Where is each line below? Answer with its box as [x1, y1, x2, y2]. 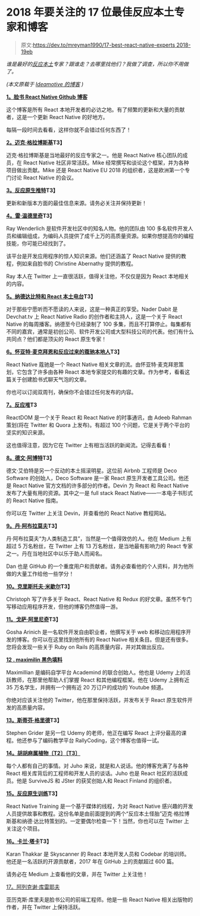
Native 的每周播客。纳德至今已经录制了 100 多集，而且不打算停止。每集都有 [6, 320, 192, 328]
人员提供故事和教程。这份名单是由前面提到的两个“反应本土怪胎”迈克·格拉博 [6, 810, 190, 817]
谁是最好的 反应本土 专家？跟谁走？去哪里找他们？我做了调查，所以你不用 [6, 60, 183, 68]
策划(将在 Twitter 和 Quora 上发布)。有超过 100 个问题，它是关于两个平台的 [6, 421, 190, 428]
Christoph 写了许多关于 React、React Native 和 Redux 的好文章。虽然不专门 [6, 596, 192, 603]
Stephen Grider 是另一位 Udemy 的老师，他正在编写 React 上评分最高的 [6, 729, 182, 736]
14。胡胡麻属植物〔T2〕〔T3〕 [6, 749, 81, 756]
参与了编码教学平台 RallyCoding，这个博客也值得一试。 [26, 737, 162, 744]
